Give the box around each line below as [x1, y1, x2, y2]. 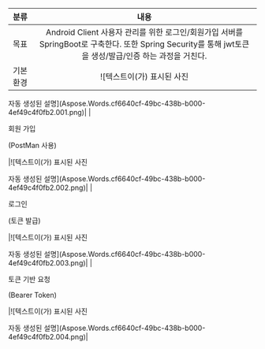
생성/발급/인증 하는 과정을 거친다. [91, 50, 207, 61]
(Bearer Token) [8, 291, 58, 299]
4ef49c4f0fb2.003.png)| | [8, 258, 93, 267]
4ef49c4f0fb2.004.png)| [8, 332, 88, 341]
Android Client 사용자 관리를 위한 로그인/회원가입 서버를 [46, 27, 243, 38]
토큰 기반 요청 [8, 275, 51, 284]
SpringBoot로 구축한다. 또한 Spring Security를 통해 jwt [39, 39, 235, 50]
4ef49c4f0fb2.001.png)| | [8, 108, 91, 117]
